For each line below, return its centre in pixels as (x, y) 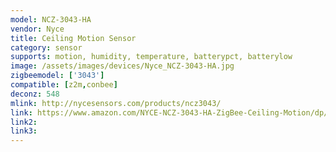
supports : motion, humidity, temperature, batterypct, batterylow (151, 57)
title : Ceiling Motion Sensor (73, 38)
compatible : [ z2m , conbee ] (64, 85)
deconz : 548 (35, 94)
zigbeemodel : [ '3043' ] (57, 76)
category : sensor (46, 47)
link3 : (24, 131)
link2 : (24, 122)
